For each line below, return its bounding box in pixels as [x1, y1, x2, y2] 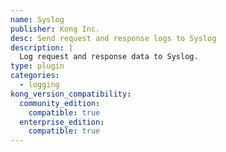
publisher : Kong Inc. [10, 24, 101, 34]
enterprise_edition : [19, 117, 105, 127]
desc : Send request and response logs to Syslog [10, 33, 217, 43]
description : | [10, 42, 74, 53]
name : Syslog [10, 14, 65, 25]
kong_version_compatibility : [10, 89, 132, 99]
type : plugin [10, 61, 65, 71]
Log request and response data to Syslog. [19, 52, 199, 62]
